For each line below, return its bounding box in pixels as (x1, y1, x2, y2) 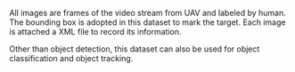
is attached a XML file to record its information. (9, 27, 182, 36)
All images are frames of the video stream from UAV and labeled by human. (9, 8, 287, 18)
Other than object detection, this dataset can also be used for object (9, 44, 260, 54)
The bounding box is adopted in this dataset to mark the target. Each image (9, 17, 286, 28)
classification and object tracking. (9, 53, 134, 63)
